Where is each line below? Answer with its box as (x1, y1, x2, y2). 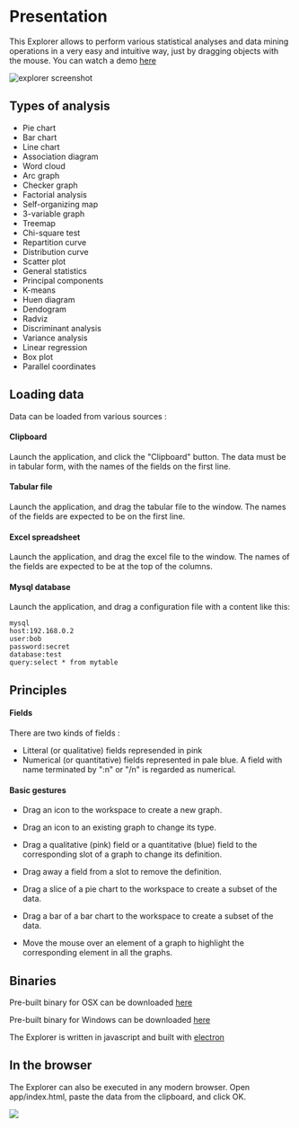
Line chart (22, 141, 60, 152)
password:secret (9, 642, 70, 652)
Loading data (9, 387, 84, 402)
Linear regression (22, 341, 88, 352)
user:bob (9, 635, 42, 644)
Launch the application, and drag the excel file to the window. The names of (9, 551, 290, 562)
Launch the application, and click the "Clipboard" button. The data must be (9, 451, 287, 462)
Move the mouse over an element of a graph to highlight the (22, 938, 245, 948)
